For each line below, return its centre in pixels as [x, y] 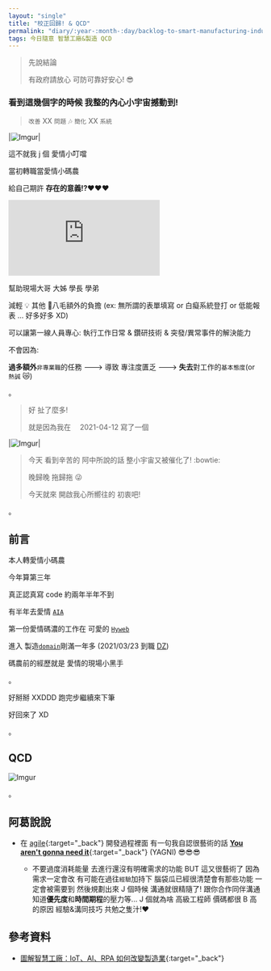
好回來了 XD [29, 715]
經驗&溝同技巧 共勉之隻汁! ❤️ [102, 909]
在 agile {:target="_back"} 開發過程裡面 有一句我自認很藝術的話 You [131, 842]
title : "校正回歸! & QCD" [50, 23]
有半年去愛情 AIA [36, 612]
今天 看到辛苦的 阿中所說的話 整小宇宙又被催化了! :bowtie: [124, 460]
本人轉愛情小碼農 [37, 560]
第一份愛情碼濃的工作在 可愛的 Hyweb [69, 629]
